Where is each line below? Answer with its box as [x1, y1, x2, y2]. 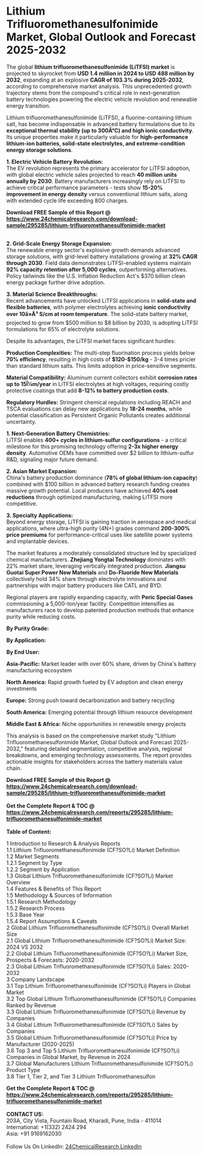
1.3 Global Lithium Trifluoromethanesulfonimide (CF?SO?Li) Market [6, 872, 174, 879]
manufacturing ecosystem [6, 666, 72, 674]
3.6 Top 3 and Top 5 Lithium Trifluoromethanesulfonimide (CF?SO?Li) [6, 1046, 180, 1054]
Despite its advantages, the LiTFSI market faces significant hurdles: [6, 337, 176, 345]
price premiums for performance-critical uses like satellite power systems [6, 531, 193, 538]
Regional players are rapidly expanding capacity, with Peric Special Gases [6, 593, 194, 601]
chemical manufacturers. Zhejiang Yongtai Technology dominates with [6, 555, 186, 563]
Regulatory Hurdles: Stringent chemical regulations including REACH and [6, 398, 191, 406]
